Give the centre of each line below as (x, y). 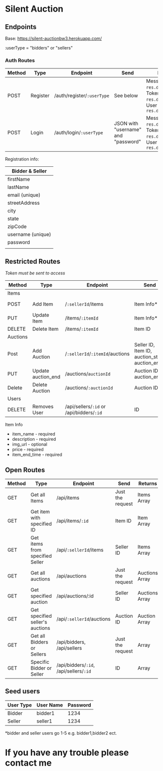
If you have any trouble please (67, 752)
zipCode (17, 226)
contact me (28, 763)
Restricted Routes (33, 261)
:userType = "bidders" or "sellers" (39, 48)
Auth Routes (20, 60)
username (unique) (29, 235)
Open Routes (25, 470)
